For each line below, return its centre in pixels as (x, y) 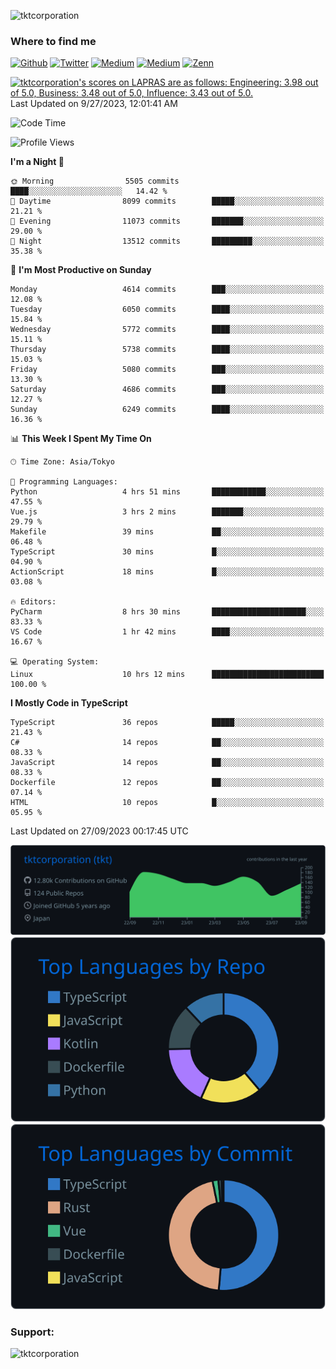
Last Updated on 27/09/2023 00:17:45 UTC (99, 831)
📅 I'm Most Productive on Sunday (81, 270)
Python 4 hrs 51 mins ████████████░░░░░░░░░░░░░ (167, 492)
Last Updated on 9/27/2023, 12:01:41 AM (94, 104)
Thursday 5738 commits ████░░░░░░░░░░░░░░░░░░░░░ (167, 350)
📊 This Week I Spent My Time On (81, 439)
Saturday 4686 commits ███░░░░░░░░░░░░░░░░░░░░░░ (167, 390)
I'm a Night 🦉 (37, 162)
